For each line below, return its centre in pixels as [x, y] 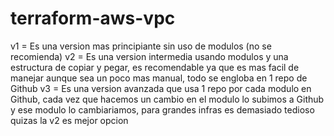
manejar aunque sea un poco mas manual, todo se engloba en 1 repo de [159, 78]
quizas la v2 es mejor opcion [69, 120]
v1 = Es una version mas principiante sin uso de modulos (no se [141, 46]
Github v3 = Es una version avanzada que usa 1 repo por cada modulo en [161, 88]
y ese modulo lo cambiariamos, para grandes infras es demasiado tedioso [162, 109]
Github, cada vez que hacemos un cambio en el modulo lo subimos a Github [167, 99]
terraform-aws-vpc [93, 18]
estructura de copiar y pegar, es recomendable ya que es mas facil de [155, 67]
